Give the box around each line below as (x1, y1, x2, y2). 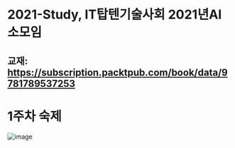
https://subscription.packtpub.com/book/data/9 (7, 66, 229, 78)
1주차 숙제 (7, 108, 62, 125)
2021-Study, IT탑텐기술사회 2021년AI (7, 6, 222, 23)
